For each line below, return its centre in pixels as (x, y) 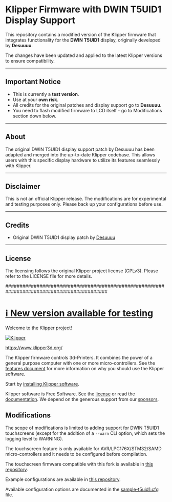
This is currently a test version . (46, 94)
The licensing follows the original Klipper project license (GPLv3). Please (82, 271)
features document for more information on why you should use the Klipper (85, 368)
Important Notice (33, 82)
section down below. (35, 116)
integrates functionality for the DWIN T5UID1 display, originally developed (83, 40)
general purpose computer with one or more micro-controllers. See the (80, 363)
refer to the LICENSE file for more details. (49, 276)
